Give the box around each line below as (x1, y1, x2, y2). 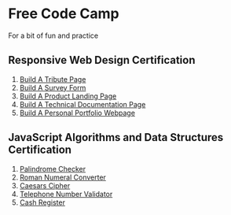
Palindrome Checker (19, 164, 86, 173)
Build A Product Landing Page (19, 91, 117, 101)
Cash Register (19, 198, 65, 207)
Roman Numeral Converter (19, 172, 106, 182)
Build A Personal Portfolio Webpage (19, 108, 136, 117)
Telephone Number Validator (19, 189, 113, 198)
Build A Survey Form (19, 83, 86, 92)
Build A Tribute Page (19, 74, 86, 83)
